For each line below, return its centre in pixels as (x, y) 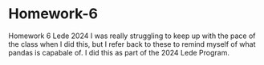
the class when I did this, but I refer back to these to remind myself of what (132, 44)
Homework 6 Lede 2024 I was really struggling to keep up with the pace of (132, 36)
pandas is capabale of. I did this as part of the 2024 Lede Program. (119, 52)
